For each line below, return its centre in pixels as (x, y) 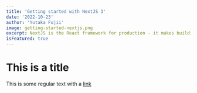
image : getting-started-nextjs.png (50, 28)
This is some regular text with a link (49, 84)
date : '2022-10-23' (30, 17)
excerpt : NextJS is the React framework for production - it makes (90, 33)
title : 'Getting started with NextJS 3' (56, 11)
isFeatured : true (27, 39)
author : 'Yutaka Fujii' (35, 22)
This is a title (38, 68)
